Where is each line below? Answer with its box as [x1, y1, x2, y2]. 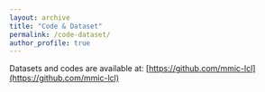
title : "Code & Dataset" [9, 22, 103, 31]
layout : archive [9, 13, 70, 23]
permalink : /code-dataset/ [9, 30, 111, 39]
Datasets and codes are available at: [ [9, 63, 150, 74]
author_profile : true [9, 38, 91, 48]
